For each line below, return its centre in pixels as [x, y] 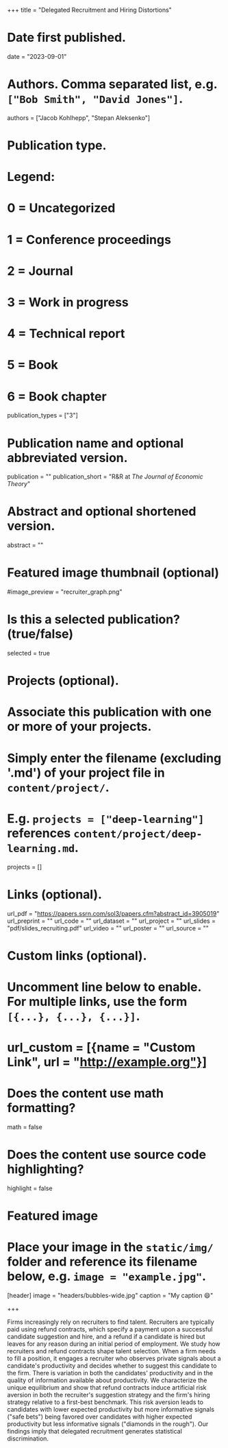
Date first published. [67, 38]
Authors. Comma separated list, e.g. [112, 84]
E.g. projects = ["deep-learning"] [106, 818]
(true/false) [40, 634]
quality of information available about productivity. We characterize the [107, 1380]
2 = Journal [40, 271]
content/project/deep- [138, 834]
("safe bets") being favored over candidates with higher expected [100, 1417]
